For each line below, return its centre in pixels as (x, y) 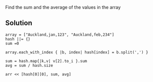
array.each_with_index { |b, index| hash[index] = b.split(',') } (77, 52)
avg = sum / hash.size (29, 65)
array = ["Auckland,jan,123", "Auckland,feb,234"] (60, 35)
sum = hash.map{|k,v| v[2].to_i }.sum (46, 61)
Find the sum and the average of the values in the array (63, 7)
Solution (19, 23)
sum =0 (12, 43)
